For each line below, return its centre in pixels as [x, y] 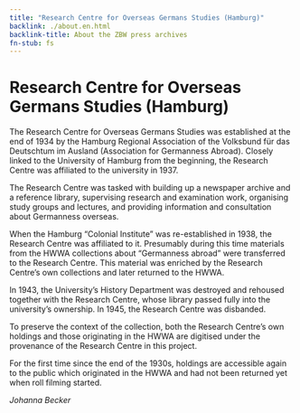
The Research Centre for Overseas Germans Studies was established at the [150, 132]
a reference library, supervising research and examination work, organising [149, 197]
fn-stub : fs [32, 43]
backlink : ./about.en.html [60, 26]
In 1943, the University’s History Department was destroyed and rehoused [147, 290]
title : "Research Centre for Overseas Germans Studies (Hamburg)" [137, 18]
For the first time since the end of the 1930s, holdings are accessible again [148, 363]
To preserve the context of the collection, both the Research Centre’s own [147, 327]
